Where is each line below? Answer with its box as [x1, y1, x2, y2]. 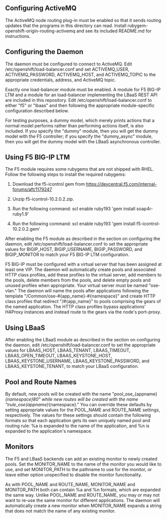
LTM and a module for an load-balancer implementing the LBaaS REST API [5, 92, 158, 98]
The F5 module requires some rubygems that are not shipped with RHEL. [5, 166, 154, 172]
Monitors [5, 443, 34, 451]
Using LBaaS [5, 323, 46, 332]
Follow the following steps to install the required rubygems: [5, 172, 126, 178]
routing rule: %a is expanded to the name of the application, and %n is [5, 423, 150, 429]
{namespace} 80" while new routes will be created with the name [5, 396, 138, 402]
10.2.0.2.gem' [12, 226, 41, 232]
